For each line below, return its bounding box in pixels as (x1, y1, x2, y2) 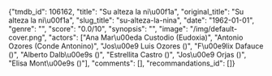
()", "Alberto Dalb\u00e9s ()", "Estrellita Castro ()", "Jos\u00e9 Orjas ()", (8, 50, 247, 59)
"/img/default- (189, 24, 238, 33)
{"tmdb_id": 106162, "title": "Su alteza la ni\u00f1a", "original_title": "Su (8, 7, 244, 16)
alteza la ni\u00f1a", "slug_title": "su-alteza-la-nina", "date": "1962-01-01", (8, 15, 255, 25)
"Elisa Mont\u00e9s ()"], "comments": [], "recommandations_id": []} (8, 58, 235, 68)
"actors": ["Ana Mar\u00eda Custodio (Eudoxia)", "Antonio (48, 32, 244, 42)
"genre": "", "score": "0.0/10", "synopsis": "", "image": (8, 24, 188, 33)
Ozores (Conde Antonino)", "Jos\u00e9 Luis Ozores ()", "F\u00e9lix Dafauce (8, 41, 264, 51)
